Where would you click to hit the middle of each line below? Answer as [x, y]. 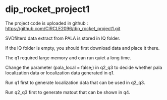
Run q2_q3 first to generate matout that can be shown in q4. [68, 92]
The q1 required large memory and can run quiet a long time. [68, 58]
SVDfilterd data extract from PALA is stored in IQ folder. [63, 38]
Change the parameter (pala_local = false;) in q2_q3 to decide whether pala [84, 67]
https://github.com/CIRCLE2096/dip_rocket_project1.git [63, 28]
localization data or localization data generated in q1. [60, 73]
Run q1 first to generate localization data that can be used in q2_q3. [75, 82]
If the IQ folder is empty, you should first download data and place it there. [82, 48]
